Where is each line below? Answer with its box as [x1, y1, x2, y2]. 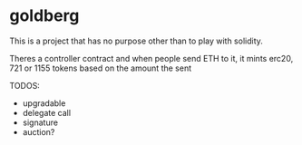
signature [22, 117, 59, 128]
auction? [22, 126, 55, 137]
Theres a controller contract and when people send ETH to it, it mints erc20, [9, 53, 294, 63]
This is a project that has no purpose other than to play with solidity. [9, 35, 263, 46]
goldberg [9, 5, 80, 26]
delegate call [22, 107, 71, 118]
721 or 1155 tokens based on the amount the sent [9, 63, 192, 73]
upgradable [22, 97, 66, 109]
